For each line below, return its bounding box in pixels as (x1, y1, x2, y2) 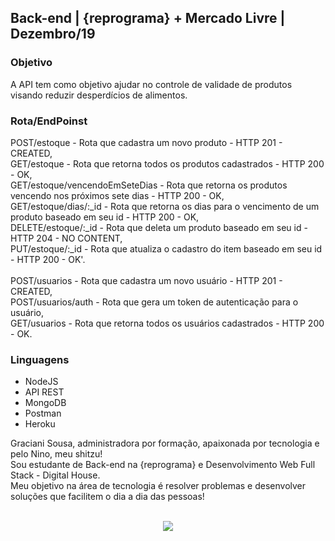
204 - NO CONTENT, (36, 232, 123, 244)
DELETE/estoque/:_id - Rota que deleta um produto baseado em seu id (10, 221, 302, 233)
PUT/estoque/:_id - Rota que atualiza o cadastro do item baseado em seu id (10, 242, 323, 255)
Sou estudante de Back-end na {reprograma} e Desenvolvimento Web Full (10, 459, 316, 471)
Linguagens (10, 352, 70, 366)
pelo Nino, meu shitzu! (10, 448, 103, 460)
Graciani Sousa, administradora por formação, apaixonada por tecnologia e (10, 437, 320, 450)
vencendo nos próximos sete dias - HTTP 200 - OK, (10, 189, 225, 201)
